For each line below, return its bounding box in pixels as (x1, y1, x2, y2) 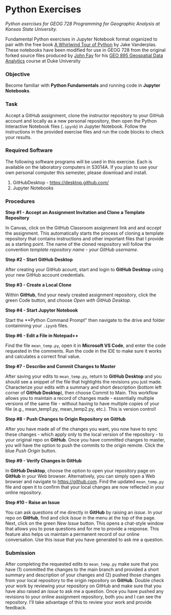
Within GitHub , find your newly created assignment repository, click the (5, 292, 157, 298)
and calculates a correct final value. (5, 353, 81, 360)
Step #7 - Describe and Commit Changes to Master (5, 363, 116, 370)
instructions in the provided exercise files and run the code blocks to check (5, 128, 164, 134)
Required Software (5, 147, 53, 154)
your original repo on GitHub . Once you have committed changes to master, (5, 437, 165, 443)
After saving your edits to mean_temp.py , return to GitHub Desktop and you (5, 373, 162, 379)
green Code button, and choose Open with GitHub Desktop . (5, 297, 132, 303)
